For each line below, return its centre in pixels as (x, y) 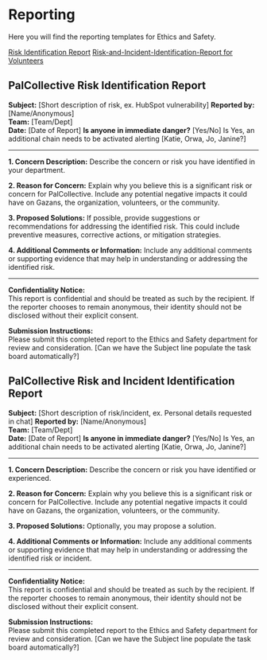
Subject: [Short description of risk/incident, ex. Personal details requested (130, 412)
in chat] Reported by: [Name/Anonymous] (77, 421)
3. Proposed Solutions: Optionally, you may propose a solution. (112, 525)
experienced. (30, 478)
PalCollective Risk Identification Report (107, 86)
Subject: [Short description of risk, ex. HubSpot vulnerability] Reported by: (132, 104)
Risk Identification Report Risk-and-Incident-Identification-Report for (120, 52)
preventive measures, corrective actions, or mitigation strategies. (114, 234)
